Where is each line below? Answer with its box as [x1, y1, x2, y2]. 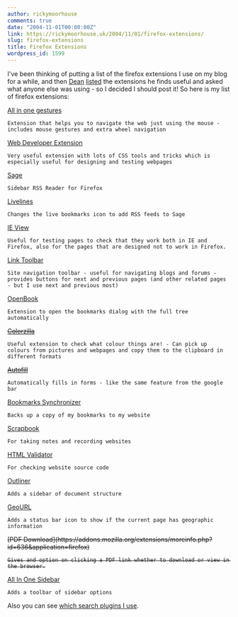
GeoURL [7, 503, 32, 511]
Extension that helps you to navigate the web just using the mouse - [7, 119, 220, 127]
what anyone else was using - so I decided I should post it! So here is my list [7, 85, 230, 93]
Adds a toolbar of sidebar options [7, 589, 113, 596]
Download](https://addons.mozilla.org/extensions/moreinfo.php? [23, 535, 212, 544]
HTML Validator [7, 450, 53, 458]
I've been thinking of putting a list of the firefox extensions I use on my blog [7, 69, 228, 78]
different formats [7, 353, 62, 360]
